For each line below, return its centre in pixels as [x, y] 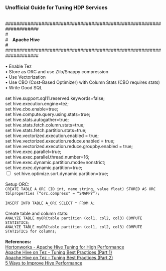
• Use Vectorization [26, 77]
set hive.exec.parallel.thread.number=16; [47, 157]
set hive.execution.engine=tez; [37, 104]
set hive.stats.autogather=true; [37, 120]
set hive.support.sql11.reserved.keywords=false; [55, 98]
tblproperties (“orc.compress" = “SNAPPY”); [52, 194]
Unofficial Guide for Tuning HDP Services [56, 8]
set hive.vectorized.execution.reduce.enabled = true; [60, 141]
